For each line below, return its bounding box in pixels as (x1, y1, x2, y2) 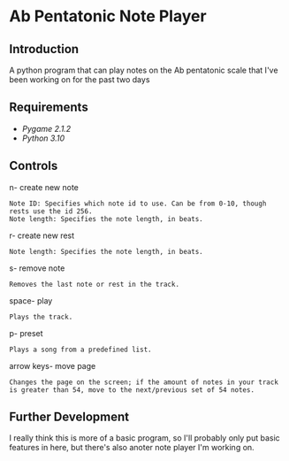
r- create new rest (9, 230, 75, 241)
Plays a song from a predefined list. (9, 345, 152, 354)
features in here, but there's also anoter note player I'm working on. (9, 442, 255, 453)
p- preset (9, 327, 43, 338)
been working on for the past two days (9, 74, 150, 85)
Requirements (9, 100, 88, 115)
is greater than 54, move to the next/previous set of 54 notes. (9, 385, 255, 395)
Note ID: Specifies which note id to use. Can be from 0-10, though (9, 199, 267, 208)
